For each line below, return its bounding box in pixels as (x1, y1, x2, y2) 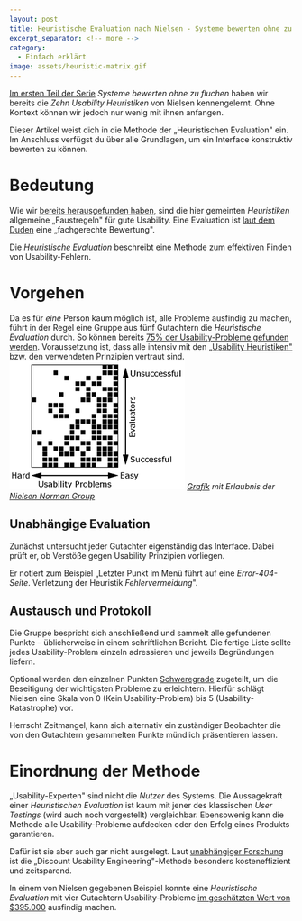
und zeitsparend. (9, 865, 72, 876)
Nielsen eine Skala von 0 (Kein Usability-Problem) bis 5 (9, 692, 215, 703)
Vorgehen (9, 283, 85, 304)
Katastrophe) (9, 702, 59, 713)
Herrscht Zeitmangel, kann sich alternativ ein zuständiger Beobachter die (9, 719, 281, 730)
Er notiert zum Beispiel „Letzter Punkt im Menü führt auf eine (9, 568, 235, 579)
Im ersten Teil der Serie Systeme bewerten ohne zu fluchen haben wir (9, 88, 269, 98)
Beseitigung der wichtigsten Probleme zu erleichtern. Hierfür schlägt (9, 683, 264, 694)
